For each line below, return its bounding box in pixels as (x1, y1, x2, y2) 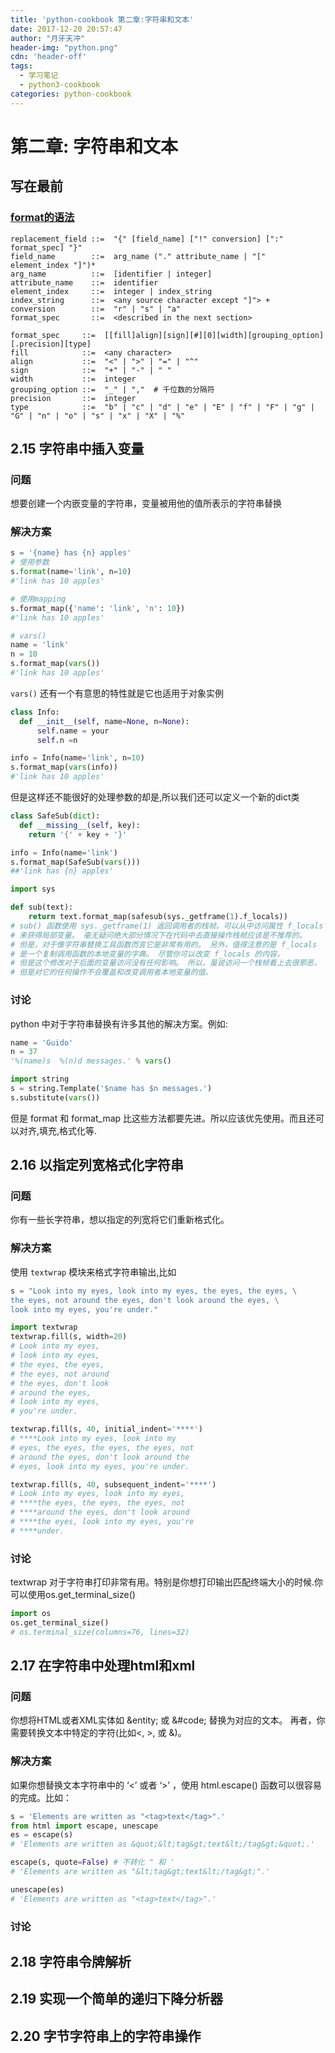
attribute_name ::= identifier (10, 277, 159, 288)
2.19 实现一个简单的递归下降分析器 (10, 1991, 224, 2008)
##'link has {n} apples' (10, 866, 114, 876)
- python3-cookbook (19, 80, 101, 90)
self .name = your (36, 726, 110, 736)
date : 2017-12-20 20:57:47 (10, 24, 123, 34)
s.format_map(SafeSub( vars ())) (10, 857, 141, 867)
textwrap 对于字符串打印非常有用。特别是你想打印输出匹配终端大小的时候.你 (10, 1576, 324, 1588)
